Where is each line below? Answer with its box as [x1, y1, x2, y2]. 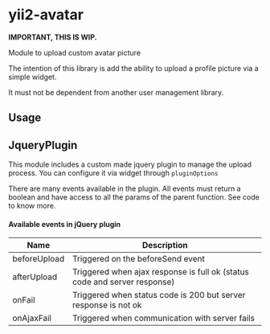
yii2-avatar [8, 6, 84, 24]
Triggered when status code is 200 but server [72, 290, 246, 301]
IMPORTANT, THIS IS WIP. [8, 32, 98, 42]
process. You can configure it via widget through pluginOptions [8, 168, 219, 178]
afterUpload [12, 271, 58, 282]
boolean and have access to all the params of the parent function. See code [8, 192, 260, 202]
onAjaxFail [12, 312, 52, 324]
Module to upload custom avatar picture [8, 47, 141, 57]
